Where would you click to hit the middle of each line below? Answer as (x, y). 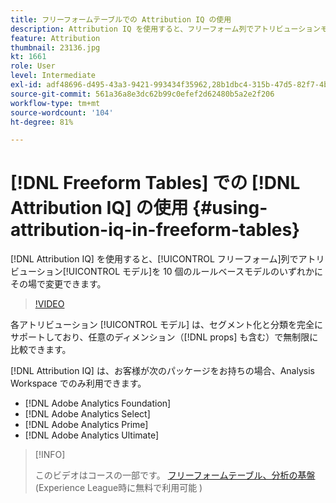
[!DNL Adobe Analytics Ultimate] (92, 435)
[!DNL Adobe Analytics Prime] (86, 425)
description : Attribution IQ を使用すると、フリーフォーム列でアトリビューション (165, 29)
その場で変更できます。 (58, 284)
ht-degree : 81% (42, 122)
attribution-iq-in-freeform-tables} (155, 230)
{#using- (230, 208)
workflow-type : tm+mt (55, 103)
